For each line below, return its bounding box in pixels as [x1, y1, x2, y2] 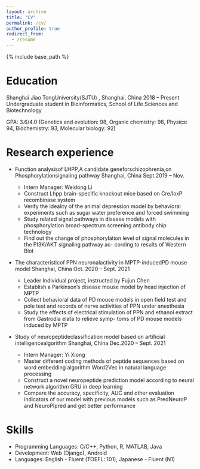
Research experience [6, 146, 114, 160]
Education [6, 74, 58, 88]
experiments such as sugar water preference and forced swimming [23, 209, 189, 216]
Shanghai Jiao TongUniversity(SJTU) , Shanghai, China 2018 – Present [6, 94, 180, 101]
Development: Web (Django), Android [14, 449, 107, 456]
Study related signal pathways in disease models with [23, 215, 156, 223]
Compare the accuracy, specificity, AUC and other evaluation [23, 389, 174, 396]
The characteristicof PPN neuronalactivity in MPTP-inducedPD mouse [14, 258, 187, 266]
